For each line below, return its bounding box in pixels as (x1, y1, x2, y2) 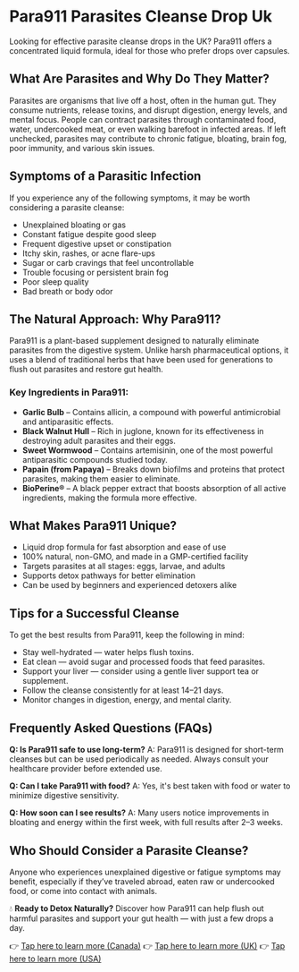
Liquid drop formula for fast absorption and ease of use (21, 541, 227, 552)
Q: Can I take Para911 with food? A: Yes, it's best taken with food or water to (9, 780, 291, 791)
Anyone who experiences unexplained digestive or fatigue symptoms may (9, 866, 281, 877)
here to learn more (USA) (9, 953, 102, 964)
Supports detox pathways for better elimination (21, 570, 196, 581)
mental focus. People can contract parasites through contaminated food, (9, 114, 277, 124)
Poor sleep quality (21, 276, 89, 287)
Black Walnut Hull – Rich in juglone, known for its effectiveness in (21, 425, 265, 436)
